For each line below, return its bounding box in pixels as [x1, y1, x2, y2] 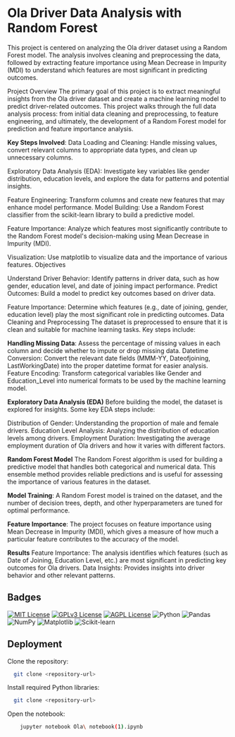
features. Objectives [7, 260, 66, 269]
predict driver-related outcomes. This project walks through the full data [7, 102, 217, 110]
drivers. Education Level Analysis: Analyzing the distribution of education [7, 426, 220, 435]
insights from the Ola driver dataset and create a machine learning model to [7, 94, 227, 103]
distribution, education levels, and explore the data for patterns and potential [7, 174, 229, 183]
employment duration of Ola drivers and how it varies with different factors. [7, 441, 226, 450]
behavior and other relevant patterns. [7, 570, 115, 580]
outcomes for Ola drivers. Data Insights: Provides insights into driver [7, 563, 205, 572]
